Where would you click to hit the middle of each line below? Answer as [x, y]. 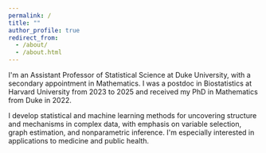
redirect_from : [33, 38]
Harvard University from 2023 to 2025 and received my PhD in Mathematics [133, 92]
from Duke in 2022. [40, 100]
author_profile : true [44, 30]
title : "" [25, 23]
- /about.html [39, 52]
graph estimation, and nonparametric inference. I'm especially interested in [131, 132]
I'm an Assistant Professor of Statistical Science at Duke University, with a [129, 75]
